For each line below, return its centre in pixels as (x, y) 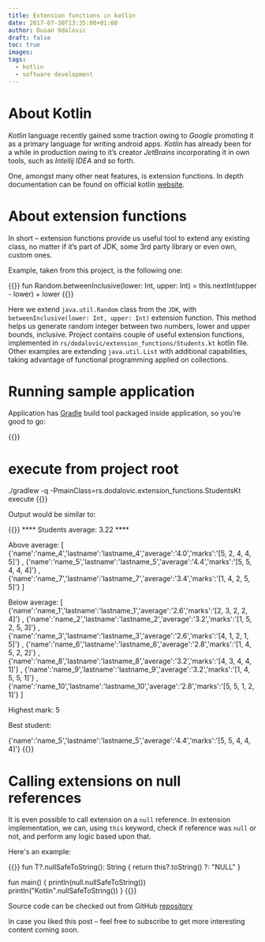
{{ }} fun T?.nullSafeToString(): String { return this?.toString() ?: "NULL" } (124, 867)
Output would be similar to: (52, 514)
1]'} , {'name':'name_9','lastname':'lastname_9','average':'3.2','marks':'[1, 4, (129, 669)
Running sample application (102, 391)
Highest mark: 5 (34, 710)
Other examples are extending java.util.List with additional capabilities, (128, 351)
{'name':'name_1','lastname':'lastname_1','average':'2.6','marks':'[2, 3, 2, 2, (128, 611)
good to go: (27, 422)
